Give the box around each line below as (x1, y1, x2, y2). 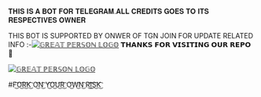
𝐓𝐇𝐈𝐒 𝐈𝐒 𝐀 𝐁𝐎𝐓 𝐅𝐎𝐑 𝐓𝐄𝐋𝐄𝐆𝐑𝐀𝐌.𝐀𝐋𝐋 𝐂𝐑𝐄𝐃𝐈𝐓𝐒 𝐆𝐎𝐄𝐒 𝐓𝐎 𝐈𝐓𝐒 (8, 7, 210, 16)
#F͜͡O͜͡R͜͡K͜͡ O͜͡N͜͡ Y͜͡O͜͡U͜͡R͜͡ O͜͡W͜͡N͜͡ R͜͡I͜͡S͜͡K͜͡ (8, 80, 101, 89)
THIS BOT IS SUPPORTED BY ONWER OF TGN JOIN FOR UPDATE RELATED (8, 31, 254, 40)
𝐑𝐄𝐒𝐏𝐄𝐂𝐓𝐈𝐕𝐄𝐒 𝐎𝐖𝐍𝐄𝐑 (8, 16, 86, 24)
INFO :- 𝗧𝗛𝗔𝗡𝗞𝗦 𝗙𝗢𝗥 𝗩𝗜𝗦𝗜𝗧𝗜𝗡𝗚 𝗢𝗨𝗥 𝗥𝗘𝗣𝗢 (8, 40, 252, 49)
